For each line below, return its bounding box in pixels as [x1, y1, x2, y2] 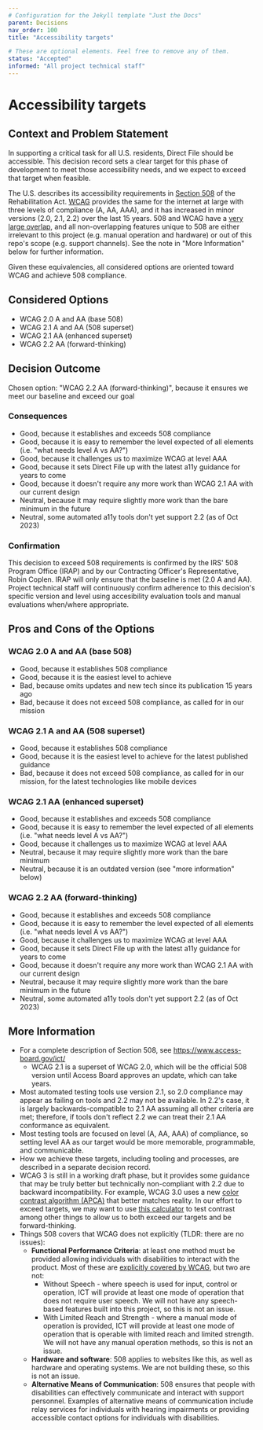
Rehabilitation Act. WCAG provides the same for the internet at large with [8, 197, 244, 206]
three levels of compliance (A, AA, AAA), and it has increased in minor [8, 205, 235, 215]
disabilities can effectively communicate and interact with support [31, 1388, 245, 1398]
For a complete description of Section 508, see [19, 1046, 172, 1055]
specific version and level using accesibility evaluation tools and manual [8, 591, 241, 601]
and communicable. [19, 1145, 84, 1156]
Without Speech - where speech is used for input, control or [42, 1279, 238, 1289]
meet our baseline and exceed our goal [8, 391, 135, 401]
